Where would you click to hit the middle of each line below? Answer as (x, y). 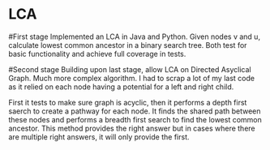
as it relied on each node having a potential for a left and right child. (121, 87)
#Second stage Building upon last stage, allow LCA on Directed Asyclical (130, 69)
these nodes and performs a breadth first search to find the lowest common (135, 119)
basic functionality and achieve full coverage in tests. (97, 54)
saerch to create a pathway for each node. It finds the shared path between (135, 111)
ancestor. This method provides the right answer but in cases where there (132, 128)
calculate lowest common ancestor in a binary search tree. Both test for (128, 45)
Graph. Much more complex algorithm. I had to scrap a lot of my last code (132, 78)
